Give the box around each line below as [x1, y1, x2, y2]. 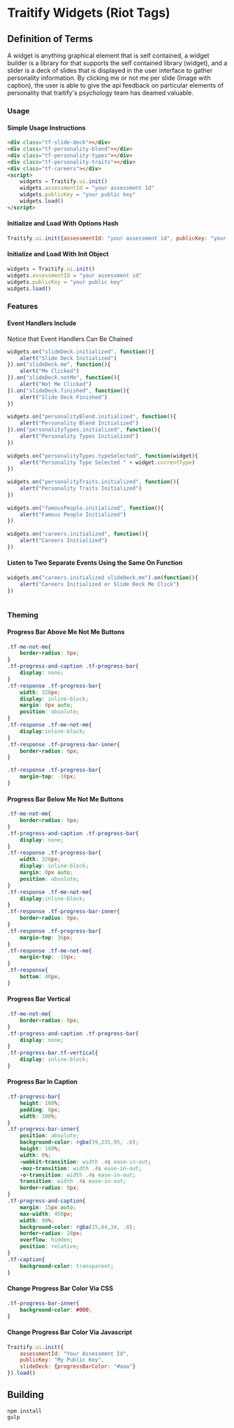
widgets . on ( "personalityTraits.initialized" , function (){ [7, 479, 180, 486]
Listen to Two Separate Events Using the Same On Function [7, 558, 183, 567]
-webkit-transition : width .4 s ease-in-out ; [20, 1158, 152, 1165]
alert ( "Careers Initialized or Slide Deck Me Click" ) [20, 580, 180, 588]
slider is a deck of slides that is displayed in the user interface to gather [7, 67, 213, 74]
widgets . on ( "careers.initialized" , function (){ [7, 530, 149, 537]
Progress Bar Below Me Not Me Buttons [7, 795, 124, 803]
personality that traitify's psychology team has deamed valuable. [7, 89, 193, 97]
